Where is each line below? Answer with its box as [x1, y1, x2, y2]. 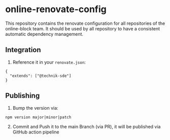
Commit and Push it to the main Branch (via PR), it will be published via [12, 123, 161, 129]
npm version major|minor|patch [5, 115, 72, 120]
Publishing [5, 91, 40, 100]
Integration [5, 45, 42, 54]
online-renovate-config [5, 4, 107, 15]
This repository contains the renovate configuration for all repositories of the [5, 20, 165, 26]
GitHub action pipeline [12, 129, 59, 135]
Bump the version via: [12, 105, 58, 111]
